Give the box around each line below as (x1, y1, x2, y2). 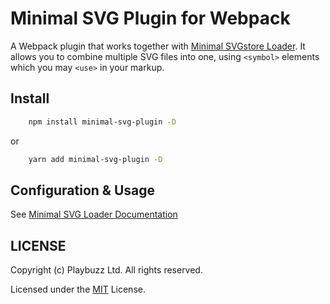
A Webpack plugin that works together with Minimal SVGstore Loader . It (10, 40, 306, 52)
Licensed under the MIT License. (10, 283, 146, 296)
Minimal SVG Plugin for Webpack (10, 7, 291, 30)
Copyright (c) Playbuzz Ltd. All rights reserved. (10, 264, 203, 276)
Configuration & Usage (10, 182, 155, 199)
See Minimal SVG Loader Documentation (10, 208, 178, 221)
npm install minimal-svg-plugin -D (28, 117, 177, 127)
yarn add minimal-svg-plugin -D (28, 154, 163, 164)
